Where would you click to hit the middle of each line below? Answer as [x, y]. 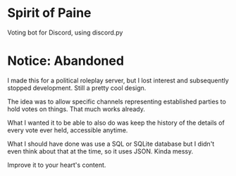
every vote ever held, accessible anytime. [68, 130]
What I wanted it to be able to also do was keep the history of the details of [116, 122]
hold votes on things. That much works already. [76, 109]
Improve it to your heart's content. [57, 165]
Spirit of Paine [49, 13]
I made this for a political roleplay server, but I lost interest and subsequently [118, 80]
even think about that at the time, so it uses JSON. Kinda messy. [100, 151]
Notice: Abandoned [66, 61]
